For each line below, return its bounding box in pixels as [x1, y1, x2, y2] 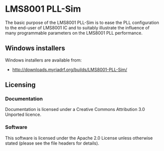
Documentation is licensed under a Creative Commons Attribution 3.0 [5, 107, 145, 112]
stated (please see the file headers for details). [5, 140, 99, 146]
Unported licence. [5, 111, 42, 118]
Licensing [5, 81, 36, 89]
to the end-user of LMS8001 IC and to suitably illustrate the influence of [5, 24, 150, 30]
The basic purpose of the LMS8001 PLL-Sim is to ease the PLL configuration [5, 20, 159, 25]
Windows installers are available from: [5, 57, 82, 63]
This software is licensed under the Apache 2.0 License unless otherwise [5, 135, 153, 141]
